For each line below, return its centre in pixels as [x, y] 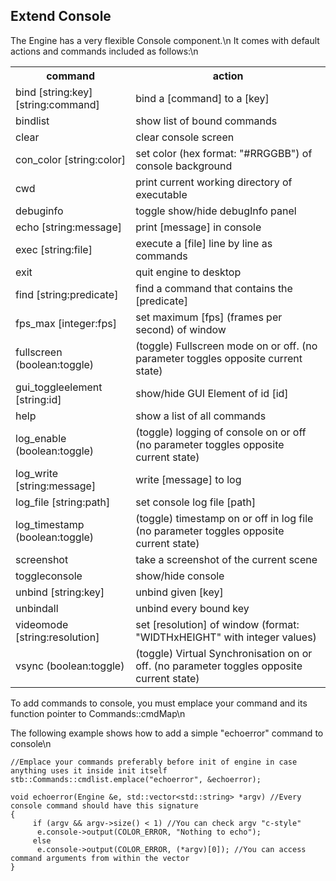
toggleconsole [49, 576]
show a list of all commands [201, 416]
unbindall [37, 608]
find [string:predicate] [67, 294]
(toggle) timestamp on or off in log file [224, 518]
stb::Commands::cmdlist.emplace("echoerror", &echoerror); [136, 779]
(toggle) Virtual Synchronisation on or [224, 653]
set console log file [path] [196, 502]
